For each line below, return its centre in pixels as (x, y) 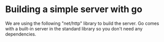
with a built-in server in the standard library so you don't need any (74, 28)
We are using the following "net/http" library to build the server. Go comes (82, 23)
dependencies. (21, 34)
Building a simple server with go (74, 9)
